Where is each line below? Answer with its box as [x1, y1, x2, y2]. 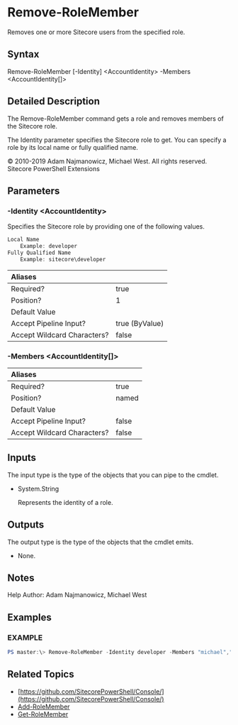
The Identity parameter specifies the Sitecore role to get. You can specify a [7, 136, 227, 144]
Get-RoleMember [17, 709, 69, 718]
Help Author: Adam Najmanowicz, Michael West [7, 591, 147, 599]
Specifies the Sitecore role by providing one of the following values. [7, 222, 205, 231]
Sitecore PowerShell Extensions [7, 164, 101, 173]
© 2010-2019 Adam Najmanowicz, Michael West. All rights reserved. [7, 157, 208, 165]
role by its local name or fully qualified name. [7, 143, 138, 151]
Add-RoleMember [17, 702, 70, 711]
